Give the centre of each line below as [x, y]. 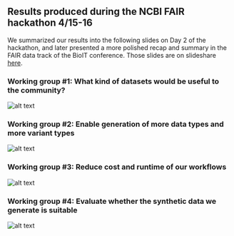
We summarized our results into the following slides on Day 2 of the [107, 40]
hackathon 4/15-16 [50, 23]
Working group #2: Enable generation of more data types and [116, 124]
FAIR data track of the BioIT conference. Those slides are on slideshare [112, 55]
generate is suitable [42, 210]
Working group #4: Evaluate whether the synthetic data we [112, 201]
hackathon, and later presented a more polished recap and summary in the [117, 47]
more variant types [41, 133]
